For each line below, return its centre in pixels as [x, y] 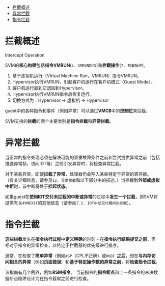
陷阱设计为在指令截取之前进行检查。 [55, 278]
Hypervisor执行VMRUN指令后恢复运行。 [53, 94]
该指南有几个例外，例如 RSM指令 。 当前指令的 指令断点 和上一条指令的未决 [79, 272]
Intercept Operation [25, 55]
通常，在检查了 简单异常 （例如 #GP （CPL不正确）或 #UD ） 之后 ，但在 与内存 [78, 256]
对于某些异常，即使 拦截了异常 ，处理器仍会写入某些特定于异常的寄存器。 [78, 174]
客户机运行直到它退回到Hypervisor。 [49, 88]
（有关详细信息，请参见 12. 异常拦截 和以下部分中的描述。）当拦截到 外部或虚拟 [82, 180]
